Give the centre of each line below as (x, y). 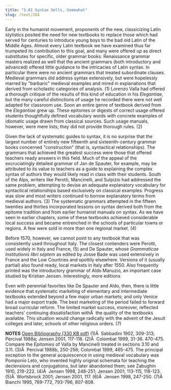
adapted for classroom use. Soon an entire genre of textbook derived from (83, 105)
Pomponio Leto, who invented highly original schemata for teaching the (80, 360)
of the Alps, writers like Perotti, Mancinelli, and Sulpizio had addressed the (83, 179)
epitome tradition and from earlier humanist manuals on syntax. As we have (84, 212)
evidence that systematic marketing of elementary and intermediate (76, 291)
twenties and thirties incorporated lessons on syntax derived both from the (84, 206)
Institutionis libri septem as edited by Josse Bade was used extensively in (82, 254)
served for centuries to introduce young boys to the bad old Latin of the (80, 40)
